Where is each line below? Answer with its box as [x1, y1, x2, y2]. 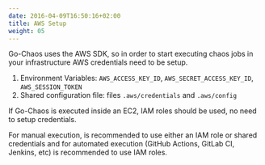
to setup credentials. [8, 115, 77, 125]
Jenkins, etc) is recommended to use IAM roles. [8, 147, 168, 158]
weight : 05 [8, 27, 45, 35]
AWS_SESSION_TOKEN [19, 83, 82, 91]
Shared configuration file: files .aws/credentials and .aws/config [19, 91, 237, 100]
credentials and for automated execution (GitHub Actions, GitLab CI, [8, 139, 235, 149]
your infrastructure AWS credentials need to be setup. [8, 57, 188, 67]
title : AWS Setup [8, 19, 67, 27]
